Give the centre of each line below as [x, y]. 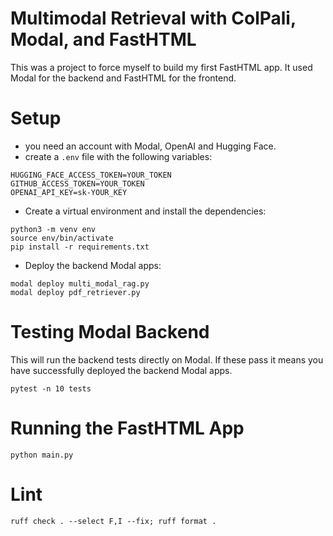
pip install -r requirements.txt [80, 247]
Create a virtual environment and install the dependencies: [145, 211]
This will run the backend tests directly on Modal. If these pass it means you [167, 359]
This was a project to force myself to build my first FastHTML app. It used [161, 67]
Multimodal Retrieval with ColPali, [153, 18]
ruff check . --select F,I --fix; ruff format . [113, 521]
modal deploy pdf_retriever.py [75, 292]
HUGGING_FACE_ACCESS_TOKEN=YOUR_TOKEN [91, 175]
